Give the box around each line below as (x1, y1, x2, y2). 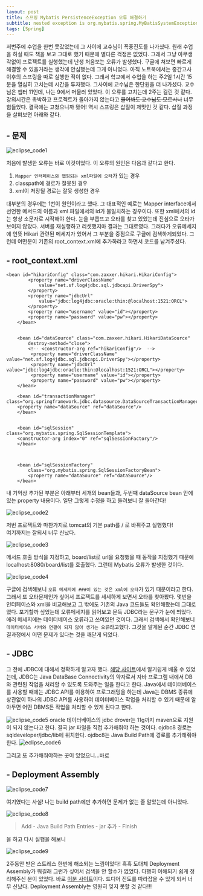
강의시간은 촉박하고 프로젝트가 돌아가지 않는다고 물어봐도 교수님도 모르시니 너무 (6, 96, 194, 103)
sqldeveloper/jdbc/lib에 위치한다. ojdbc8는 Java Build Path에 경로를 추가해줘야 (6, 731, 197, 738)
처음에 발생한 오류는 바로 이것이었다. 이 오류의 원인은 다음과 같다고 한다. (6, 160, 175, 167)
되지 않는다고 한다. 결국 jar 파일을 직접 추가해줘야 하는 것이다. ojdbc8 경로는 (12, 723, 192, 731)
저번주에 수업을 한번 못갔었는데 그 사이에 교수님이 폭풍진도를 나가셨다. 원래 (6, 43, 182, 50)
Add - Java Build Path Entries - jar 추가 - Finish (21, 822, 137, 830)
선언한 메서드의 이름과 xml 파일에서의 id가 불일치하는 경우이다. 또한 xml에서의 (6, 208, 190, 215)
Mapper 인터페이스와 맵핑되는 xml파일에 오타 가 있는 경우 (14, 172, 140, 179)
